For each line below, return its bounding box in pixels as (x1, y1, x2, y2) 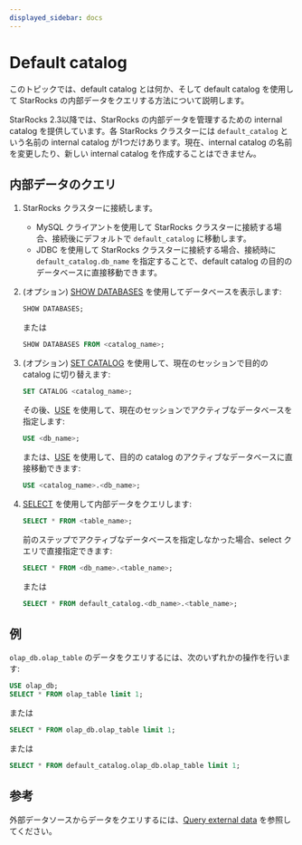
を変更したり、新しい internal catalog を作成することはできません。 (9, 148, 261, 158)
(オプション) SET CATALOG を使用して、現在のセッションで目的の (22, 358, 269, 369)
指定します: (22, 416, 65, 427)
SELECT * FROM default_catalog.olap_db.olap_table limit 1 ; (9, 761, 241, 770)
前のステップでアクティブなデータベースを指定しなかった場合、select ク (22, 533, 292, 544)
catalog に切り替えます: (22, 369, 111, 380)
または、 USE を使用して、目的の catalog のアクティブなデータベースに (22, 451, 285, 462)
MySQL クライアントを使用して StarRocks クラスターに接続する (35, 222, 274, 233)
